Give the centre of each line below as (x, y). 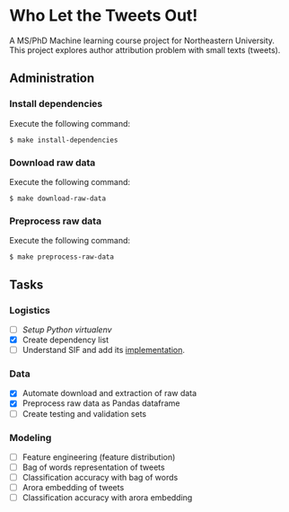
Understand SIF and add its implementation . (104, 350)
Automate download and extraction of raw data (109, 393)
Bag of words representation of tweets (93, 467)
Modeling (31, 437)
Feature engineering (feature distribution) (99, 457)
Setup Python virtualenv (67, 330)
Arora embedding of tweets (73, 488)
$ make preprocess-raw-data (62, 257)
